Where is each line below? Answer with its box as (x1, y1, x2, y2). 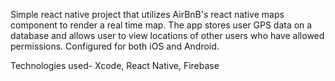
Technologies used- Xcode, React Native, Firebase (10, 60, 220, 71)
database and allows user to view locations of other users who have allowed (10, 30, 325, 41)
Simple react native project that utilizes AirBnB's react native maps (10, 9, 285, 20)
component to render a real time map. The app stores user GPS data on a (10, 19, 313, 31)
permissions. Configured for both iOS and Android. (10, 40, 220, 52)
